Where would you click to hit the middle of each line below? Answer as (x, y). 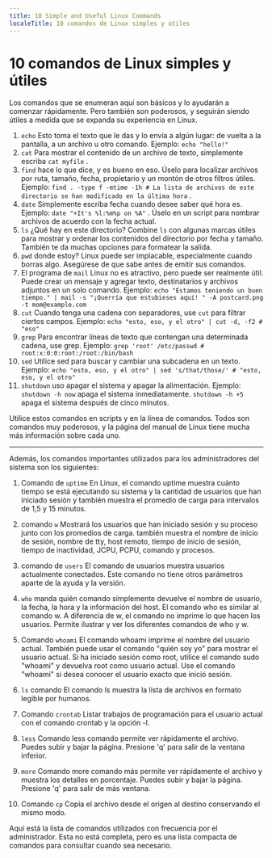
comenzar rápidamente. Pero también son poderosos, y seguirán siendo (129, 111)
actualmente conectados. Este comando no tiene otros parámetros (132, 574)
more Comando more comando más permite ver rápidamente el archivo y (142, 772)
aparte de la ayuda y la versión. (73, 583)
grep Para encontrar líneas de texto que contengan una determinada (134, 337)
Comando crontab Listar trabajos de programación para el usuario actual (142, 714)
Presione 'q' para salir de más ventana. (86, 789)
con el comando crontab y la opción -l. (85, 723)
